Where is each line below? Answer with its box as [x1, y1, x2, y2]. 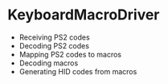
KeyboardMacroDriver [7, 6, 160, 24]
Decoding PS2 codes [18, 40, 90, 50]
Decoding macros [18, 58, 79, 68]
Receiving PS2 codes [18, 32, 90, 42]
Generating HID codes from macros [18, 66, 137, 76]
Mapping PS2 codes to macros [18, 49, 122, 59]
